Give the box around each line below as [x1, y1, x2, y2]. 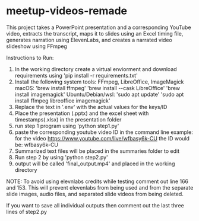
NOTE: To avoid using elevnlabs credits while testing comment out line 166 [6, 178, 189, 185]
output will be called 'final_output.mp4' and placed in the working [14, 160, 175, 167]
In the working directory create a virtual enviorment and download [14, 65, 177, 72]
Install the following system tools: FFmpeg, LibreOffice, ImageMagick [14, 78, 184, 85]
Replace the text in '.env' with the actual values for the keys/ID [14, 103, 168, 110]
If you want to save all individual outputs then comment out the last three [6, 201, 184, 209]
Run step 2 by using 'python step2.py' [14, 153, 108, 161]
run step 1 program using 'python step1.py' [14, 122, 119, 129]
